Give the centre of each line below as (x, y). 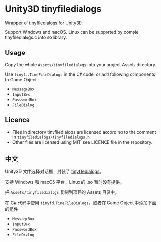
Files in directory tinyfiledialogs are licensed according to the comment (84, 132)
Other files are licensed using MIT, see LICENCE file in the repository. (82, 142)
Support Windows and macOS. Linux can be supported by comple (72, 32)
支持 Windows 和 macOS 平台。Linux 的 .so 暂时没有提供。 (65, 182)
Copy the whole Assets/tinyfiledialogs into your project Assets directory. (80, 64)
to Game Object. (22, 79)
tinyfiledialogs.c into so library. (36, 37)
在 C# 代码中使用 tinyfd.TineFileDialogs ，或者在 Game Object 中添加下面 (81, 203)
